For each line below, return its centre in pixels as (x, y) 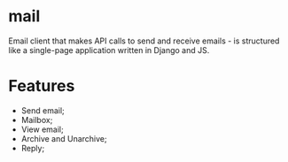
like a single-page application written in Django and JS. (109, 50)
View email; (42, 129)
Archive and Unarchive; (64, 138)
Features (42, 86)
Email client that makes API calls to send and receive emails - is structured (144, 41)
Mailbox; (37, 120)
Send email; (43, 110)
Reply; (33, 148)
